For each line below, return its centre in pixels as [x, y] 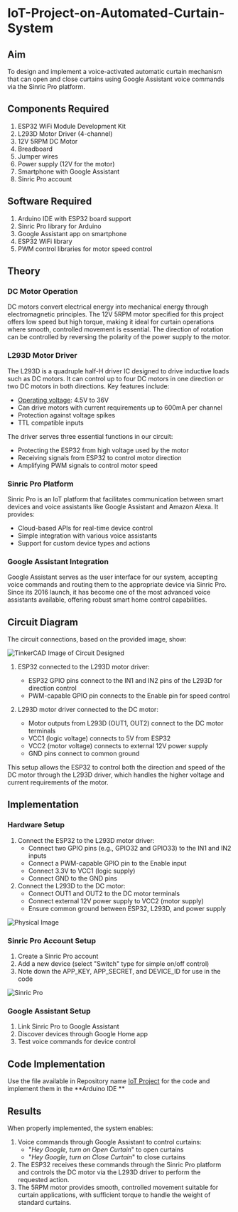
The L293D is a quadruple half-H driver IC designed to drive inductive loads [118, 371]
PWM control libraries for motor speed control [85, 249]
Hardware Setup [36, 825]
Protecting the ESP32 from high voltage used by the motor [103, 450]
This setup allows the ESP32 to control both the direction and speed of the [117, 767]
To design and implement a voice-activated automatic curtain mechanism [115, 71]
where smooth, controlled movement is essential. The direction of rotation [115, 329]
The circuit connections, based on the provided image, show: [97, 639]
